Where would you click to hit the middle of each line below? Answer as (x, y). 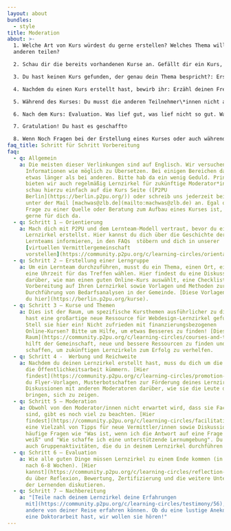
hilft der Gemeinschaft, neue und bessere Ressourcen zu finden (119, 344)
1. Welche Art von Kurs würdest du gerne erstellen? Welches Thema (112, 45)
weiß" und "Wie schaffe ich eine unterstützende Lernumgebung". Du (124, 440)
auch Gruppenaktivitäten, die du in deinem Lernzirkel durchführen (124, 446)
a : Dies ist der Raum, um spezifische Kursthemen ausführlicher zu (118, 312)
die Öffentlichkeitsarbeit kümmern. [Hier (87, 369)
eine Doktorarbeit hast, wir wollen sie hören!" (96, 517)
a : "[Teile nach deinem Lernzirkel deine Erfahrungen (98, 498)
